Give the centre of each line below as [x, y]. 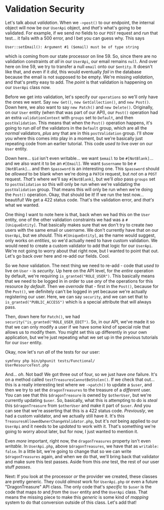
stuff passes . [18, 467]
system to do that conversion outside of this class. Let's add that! [71, 502]
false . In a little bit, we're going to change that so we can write [68, 451]
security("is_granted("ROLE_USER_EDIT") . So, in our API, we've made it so [80, 322]
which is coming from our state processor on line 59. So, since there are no [81, 56]
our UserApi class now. [28, 87]
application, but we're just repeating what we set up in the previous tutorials [82, 337]
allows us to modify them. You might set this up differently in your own [76, 332]
